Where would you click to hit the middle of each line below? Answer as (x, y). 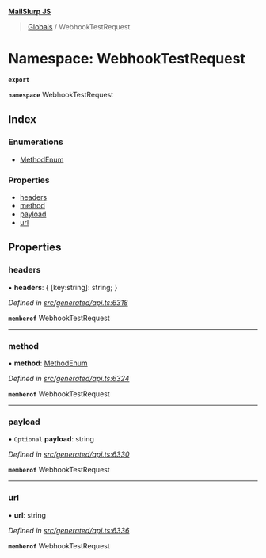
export (19, 80)
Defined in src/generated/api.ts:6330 (69, 454)
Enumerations (36, 142)
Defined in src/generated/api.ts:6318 (68, 302)
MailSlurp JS (30, 11)
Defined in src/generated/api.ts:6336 (69, 530)
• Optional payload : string (51, 439)
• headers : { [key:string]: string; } (63, 287)
